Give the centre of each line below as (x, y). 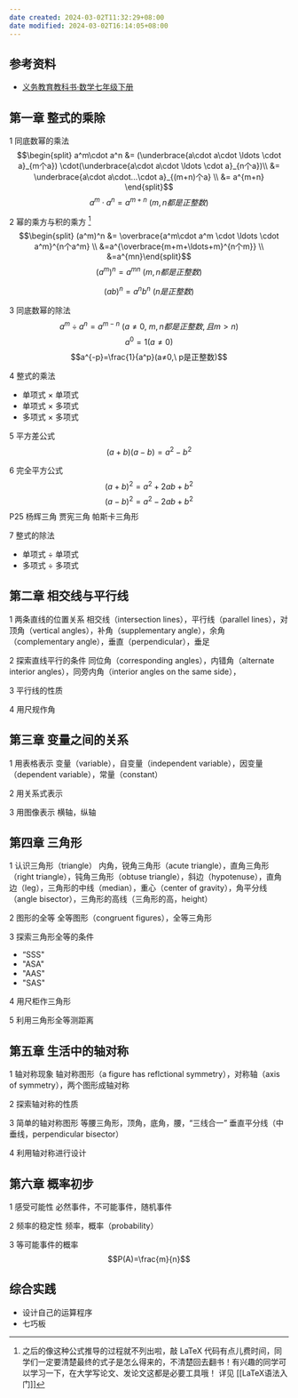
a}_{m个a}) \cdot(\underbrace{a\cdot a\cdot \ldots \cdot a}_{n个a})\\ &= (149, 166)
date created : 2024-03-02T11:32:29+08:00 (87, 17)
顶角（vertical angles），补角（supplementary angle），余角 (118, 630)
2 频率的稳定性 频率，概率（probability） (84, 1226)
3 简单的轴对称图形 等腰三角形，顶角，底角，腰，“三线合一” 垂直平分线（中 (146, 1123)
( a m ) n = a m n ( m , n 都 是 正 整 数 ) (149, 271)
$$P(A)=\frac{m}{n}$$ (149, 1259)
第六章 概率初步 (51, 1184)
